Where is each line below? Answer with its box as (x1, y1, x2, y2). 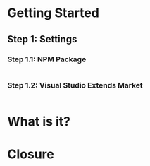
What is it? (7, 114, 71, 130)
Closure (7, 146, 54, 162)
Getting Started (7, 5, 100, 21)
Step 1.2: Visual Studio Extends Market (7, 80, 143, 90)
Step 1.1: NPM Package (7, 54, 87, 64)
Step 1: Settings (7, 33, 77, 45)
